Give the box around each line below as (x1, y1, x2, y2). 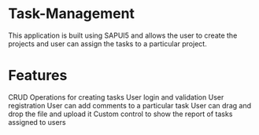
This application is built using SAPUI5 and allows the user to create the (8, 31, 238, 40)
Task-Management (8, 5, 135, 23)
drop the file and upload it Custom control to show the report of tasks (8, 109, 233, 119)
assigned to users (8, 117, 66, 126)
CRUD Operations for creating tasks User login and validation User (8, 92, 224, 102)
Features (8, 67, 68, 85)
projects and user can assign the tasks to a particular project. (8, 38, 207, 48)
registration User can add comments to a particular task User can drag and (8, 100, 252, 110)
